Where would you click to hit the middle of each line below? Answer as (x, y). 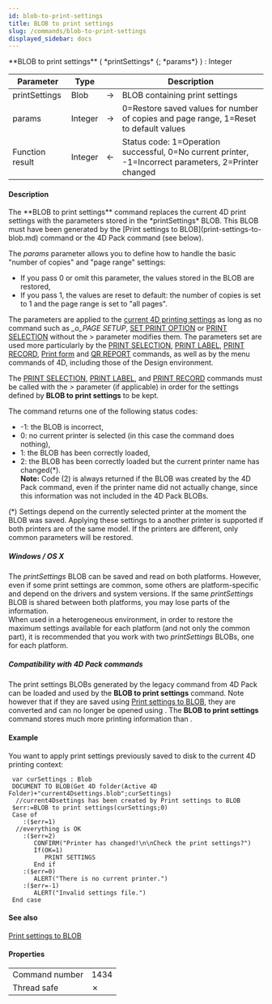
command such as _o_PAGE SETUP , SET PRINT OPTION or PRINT (118, 328)
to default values (154, 129)
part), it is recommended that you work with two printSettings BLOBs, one (132, 637)
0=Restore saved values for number (190, 109)
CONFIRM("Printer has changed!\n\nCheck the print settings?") (142, 843)
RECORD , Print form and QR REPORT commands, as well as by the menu (130, 354)
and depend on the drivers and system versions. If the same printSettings (131, 594)
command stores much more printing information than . (100, 719)
